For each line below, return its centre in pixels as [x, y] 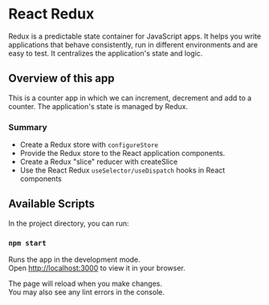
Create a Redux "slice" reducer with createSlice [99, 162]
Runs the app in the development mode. [74, 260]
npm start [27, 243]
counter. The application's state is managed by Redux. [98, 106]
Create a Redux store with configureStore [89, 144]
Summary [28, 127]
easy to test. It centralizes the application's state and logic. [106, 53]
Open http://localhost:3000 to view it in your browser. [97, 268]
